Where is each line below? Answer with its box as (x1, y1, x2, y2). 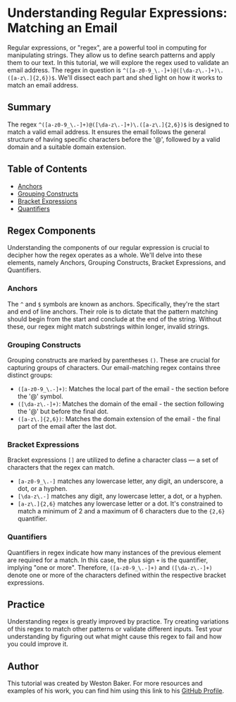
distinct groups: (7, 371, 53, 379)
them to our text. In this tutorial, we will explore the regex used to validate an (7, 58, 229, 66)
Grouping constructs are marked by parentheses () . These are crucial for (7, 355, 221, 364)
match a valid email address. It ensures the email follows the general (7, 127, 206, 136)
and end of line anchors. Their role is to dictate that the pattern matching (7, 307, 218, 316)
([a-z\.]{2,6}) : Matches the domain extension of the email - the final (17, 415, 221, 423)
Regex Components (7, 225, 97, 237)
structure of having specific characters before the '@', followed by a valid (7, 135, 221, 143)
